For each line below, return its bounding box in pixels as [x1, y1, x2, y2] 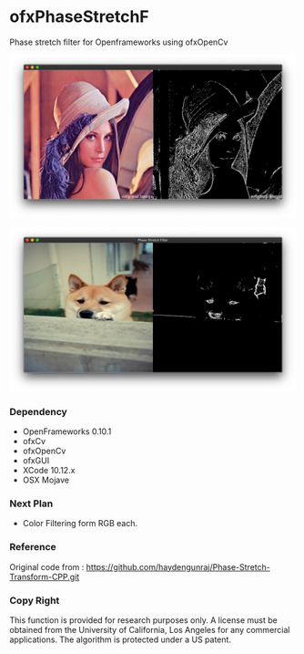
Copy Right [9, 594, 60, 607]
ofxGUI [22, 455, 50, 466]
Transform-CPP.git [9, 571, 80, 582]
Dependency [9, 405, 68, 418]
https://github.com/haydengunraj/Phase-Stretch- [86, 561, 270, 572]
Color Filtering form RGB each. [22, 518, 138, 529]
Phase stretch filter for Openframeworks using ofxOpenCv [9, 36, 228, 47]
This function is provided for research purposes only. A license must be [9, 615, 278, 626]
